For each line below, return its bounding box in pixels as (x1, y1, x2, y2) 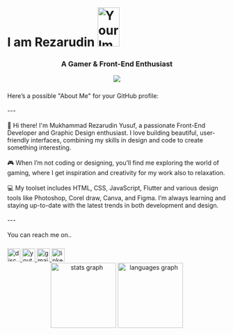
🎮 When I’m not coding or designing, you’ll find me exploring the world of (7, 158, 220, 167)
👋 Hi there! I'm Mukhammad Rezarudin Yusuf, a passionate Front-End (7, 122, 206, 130)
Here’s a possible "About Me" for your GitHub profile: (7, 92, 159, 100)
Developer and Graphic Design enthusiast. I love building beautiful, (7, 129, 199, 137)
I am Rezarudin (7, 35, 95, 50)
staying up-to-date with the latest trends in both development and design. (7, 202, 219, 210)
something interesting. (7, 143, 72, 152)
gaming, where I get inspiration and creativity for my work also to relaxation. (7, 169, 225, 177)
